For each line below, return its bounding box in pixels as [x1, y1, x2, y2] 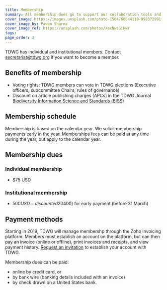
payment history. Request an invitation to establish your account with [5, 244, 147, 250]
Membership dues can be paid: [5, 259, 69, 265]
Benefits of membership [5, 68, 82, 77]
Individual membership [5, 165, 62, 172]
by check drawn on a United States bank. [12, 280, 97, 286]
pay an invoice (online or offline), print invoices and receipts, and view [5, 239, 149, 245]
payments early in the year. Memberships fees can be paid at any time [5, 131, 149, 137]
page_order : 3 [5, 35, 35, 40]
